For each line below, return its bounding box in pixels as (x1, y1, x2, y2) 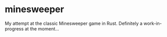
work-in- (143, 20, 162, 26)
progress (5, 25, 24, 31)
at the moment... (25, 25, 59, 31)
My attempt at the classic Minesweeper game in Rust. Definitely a (5, 20, 142, 26)
